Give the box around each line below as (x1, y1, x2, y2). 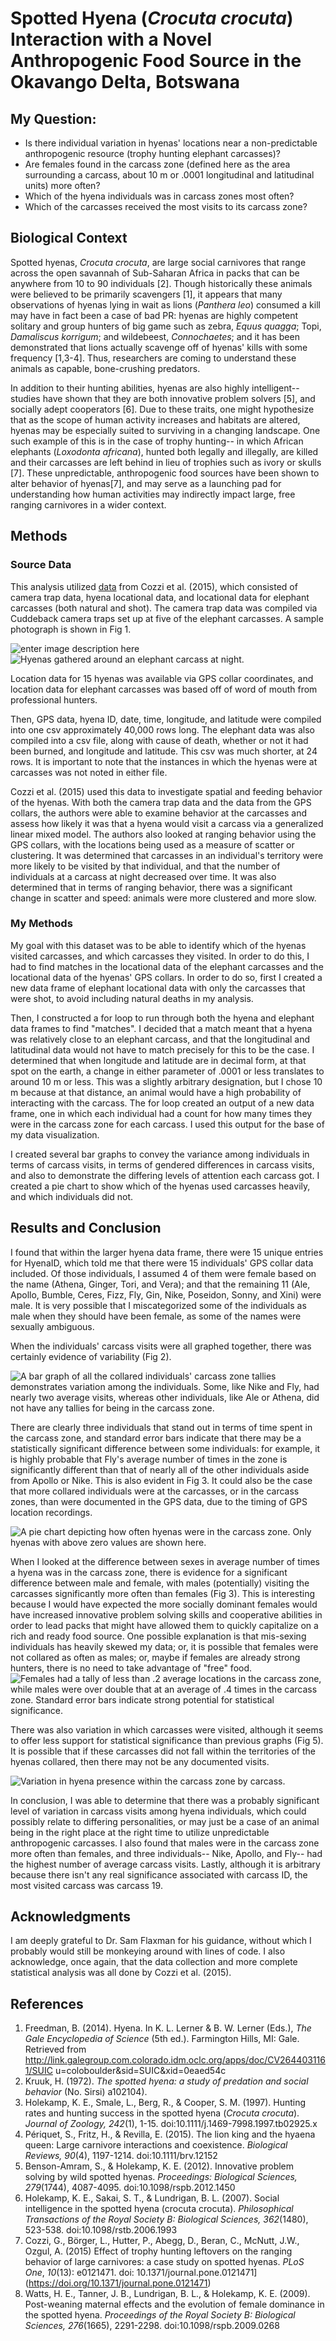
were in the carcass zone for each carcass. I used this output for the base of (10, 1118, 325, 1130)
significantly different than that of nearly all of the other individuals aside (10, 1463, 310, 1476)
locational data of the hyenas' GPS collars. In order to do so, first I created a (10, 971, 323, 983)
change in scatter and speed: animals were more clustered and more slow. (10, 892, 317, 904)
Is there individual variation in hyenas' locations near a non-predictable (24, 137, 318, 149)
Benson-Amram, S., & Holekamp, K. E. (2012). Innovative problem (24, 2160, 295, 2172)
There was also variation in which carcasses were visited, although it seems (10, 1723, 324, 1736)
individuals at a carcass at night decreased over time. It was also (10, 870, 277, 882)
